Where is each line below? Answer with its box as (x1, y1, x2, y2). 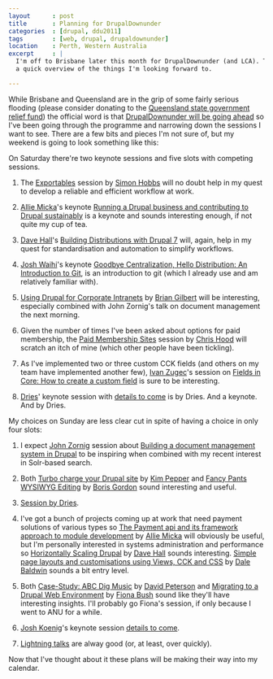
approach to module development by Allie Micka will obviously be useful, (19, 530, 265, 541)
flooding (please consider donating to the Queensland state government (8, 102, 250, 112)
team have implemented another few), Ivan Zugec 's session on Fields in (19, 367, 262, 376)
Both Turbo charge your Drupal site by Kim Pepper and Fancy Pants (19, 473, 248, 483)
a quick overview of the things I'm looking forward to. (15, 65, 213, 73)
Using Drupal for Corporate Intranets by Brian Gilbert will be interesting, (19, 292, 260, 302)
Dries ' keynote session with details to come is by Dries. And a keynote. (19, 391, 258, 401)
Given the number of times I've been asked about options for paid (19, 325, 241, 335)
